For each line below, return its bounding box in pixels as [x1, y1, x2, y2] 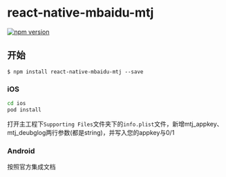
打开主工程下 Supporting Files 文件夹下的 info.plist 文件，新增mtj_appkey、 [7, 120, 223, 128]
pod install [7, 106, 41, 113]
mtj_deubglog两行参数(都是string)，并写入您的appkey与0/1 [7, 128, 175, 136]
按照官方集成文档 [7, 162, 56, 171]
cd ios [7, 100, 26, 107]
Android [7, 146, 35, 156]
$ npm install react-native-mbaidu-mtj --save [7, 68, 144, 75]
